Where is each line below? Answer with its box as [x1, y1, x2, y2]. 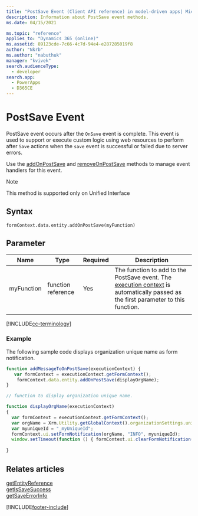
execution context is [114, 280, 171, 289]
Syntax [6, 207, 33, 217]
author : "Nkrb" [6, 47, 44, 53]
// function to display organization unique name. [6, 393, 133, 399]
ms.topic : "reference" [6, 30, 62, 36]
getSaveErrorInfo [6, 492, 48, 499]
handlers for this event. [6, 166, 62, 174]
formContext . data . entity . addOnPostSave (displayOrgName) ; [16, 377, 160, 383]
